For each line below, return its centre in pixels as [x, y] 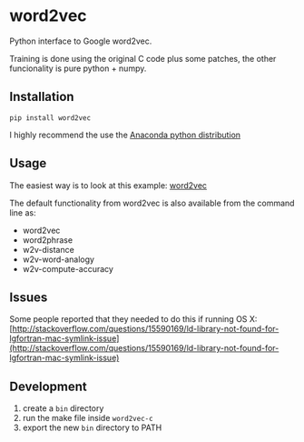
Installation [42, 97]
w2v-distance [48, 249]
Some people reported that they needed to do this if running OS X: [133, 319]
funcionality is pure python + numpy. [78, 68]
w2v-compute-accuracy [68, 268]
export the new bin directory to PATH [92, 427]
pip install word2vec [50, 118]
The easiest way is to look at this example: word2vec [108, 185]
